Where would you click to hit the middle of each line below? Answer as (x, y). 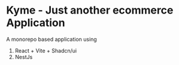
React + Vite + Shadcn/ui (45, 50)
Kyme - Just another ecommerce (90, 10)
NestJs (24, 57)
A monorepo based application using (51, 39)
